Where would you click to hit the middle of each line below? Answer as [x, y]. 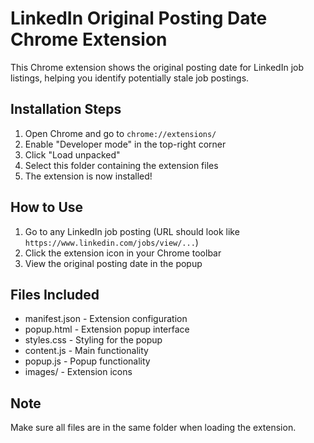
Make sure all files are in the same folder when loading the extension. [153, 428]
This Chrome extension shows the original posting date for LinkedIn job [157, 67]
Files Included [55, 294]
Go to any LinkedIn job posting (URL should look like [132, 231]
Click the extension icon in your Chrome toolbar [123, 253]
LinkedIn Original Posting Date [139, 18]
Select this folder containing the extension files [121, 165]
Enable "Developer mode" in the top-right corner [125, 144]
